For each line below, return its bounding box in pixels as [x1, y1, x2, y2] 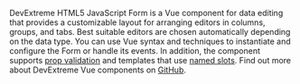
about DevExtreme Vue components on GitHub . [9, 64, 187, 75]
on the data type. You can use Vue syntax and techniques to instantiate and [9, 36, 291, 46]
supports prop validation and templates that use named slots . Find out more [9, 55, 292, 65]
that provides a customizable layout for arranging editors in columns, [9, 17, 266, 28]
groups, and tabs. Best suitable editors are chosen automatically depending [9, 27, 291, 37]
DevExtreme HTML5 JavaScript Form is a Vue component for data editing [9, 8, 284, 18]
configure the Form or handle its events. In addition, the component [9, 46, 260, 56]
